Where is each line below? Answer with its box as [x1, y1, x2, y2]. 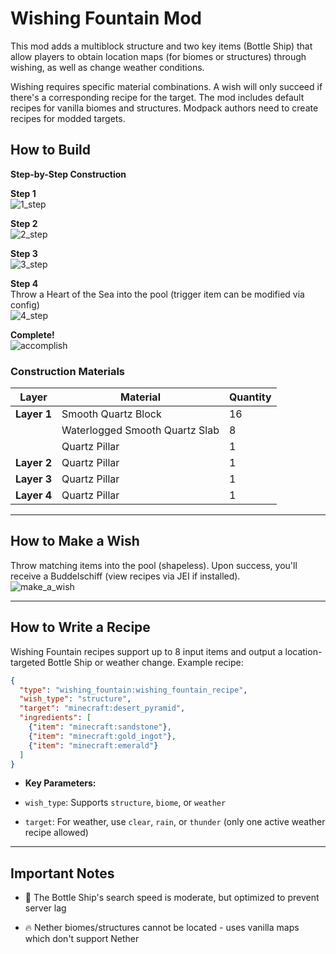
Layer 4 [15, 488, 53, 502]
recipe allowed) [24, 827, 89, 839]
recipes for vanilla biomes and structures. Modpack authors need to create [10, 102, 319, 114]
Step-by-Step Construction [10, 168, 127, 180]
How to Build [10, 142, 92, 159]
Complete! [10, 328, 55, 341]
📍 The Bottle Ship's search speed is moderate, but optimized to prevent [24, 892, 320, 904]
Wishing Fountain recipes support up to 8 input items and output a [10, 645, 283, 657]
